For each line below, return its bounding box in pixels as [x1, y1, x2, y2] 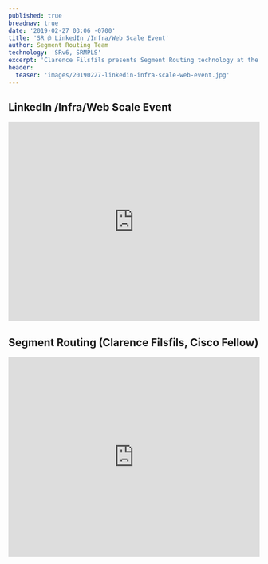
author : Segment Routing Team [8, 41, 109, 49]
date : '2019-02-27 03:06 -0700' [8, 26, 116, 34]
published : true [8, 11, 62, 20]
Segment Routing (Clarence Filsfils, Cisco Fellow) [8, 336, 259, 349]
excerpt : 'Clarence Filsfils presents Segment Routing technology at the [8, 57, 259, 65]
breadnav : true [8, 19, 59, 27]
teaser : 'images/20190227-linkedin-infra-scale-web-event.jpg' [15, 71, 230, 79]
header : [8, 64, 34, 72]
